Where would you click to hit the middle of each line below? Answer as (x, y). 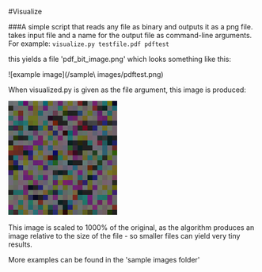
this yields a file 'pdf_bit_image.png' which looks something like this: (120, 59)
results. (21, 244)
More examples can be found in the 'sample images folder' (104, 260)
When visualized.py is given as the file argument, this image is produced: (127, 90)
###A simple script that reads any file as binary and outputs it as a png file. (131, 27)
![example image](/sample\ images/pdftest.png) (86, 74)
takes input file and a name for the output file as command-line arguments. (130, 35)
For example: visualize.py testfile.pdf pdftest (89, 44)
